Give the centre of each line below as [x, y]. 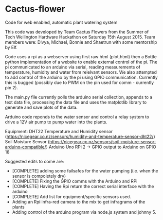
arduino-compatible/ [26, 147]
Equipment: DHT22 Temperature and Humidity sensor [59, 131]
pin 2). [11, 87]
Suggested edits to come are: [35, 161]
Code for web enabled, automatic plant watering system [61, 22]
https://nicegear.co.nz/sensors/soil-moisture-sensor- [103, 141]
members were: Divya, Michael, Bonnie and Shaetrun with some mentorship [81, 42]
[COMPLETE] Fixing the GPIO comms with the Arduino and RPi [75, 181]
